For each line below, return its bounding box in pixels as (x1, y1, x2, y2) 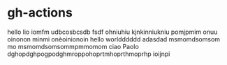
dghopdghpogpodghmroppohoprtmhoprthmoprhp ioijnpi (7, 50, 170, 58)
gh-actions (7, 5, 73, 21)
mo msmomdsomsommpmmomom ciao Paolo (7, 42, 140, 50)
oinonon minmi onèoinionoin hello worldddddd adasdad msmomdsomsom (7, 35, 221, 43)
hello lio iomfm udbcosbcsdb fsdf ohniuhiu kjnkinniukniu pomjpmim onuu (7, 28, 218, 36)
